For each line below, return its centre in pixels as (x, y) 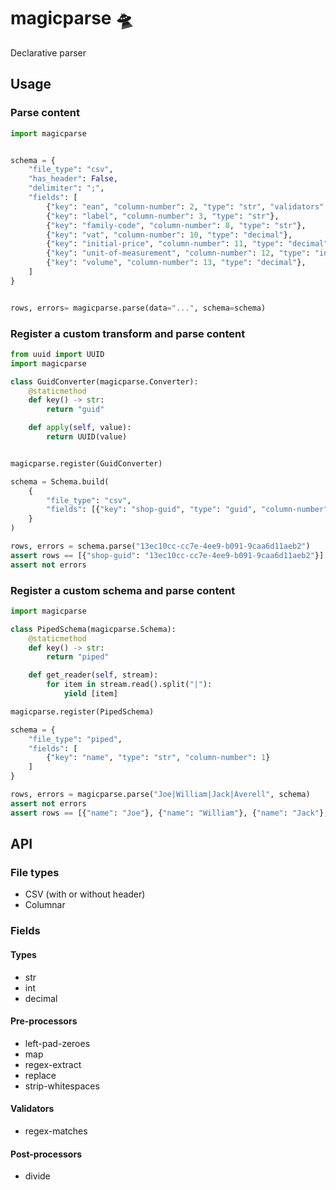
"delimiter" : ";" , (66, 188)
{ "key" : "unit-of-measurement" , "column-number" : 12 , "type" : (178, 253)
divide (37, 1176)
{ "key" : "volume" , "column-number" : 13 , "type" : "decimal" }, (176, 263)
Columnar (45, 905)
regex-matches (56, 1131)
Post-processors (46, 1154)
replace (40, 1075)
